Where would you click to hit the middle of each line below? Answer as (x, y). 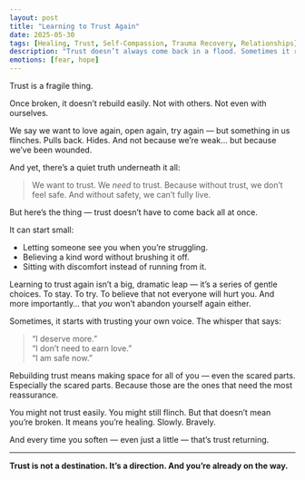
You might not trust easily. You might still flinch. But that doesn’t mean (140, 412)
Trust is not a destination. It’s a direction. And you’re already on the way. (149, 465)
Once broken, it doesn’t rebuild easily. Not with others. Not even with (138, 103)
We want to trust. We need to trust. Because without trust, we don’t (157, 185)
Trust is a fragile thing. (51, 86)
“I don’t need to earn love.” (82, 348)
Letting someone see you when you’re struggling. (115, 247)
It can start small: (42, 230)
